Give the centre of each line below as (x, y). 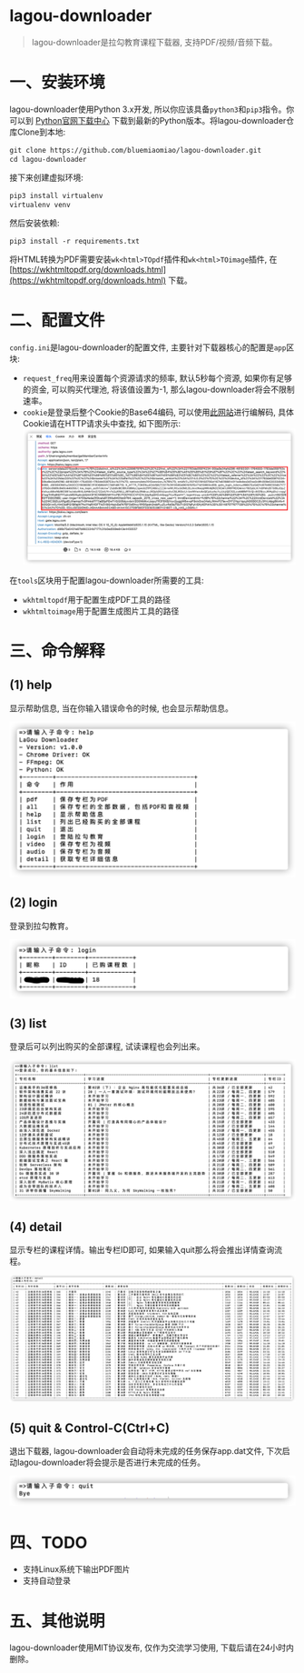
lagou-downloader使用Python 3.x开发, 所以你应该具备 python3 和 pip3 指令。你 (152, 109)
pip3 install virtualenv (56, 195)
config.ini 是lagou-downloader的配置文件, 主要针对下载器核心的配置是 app (148, 347)
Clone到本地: (41, 132)
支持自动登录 (46, 1581)
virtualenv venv (40, 205)
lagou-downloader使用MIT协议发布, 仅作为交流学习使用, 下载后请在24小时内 (152, 1648)
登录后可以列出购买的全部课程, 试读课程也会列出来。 (107, 1047)
